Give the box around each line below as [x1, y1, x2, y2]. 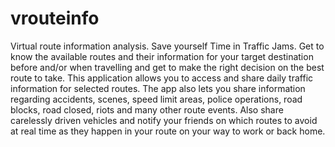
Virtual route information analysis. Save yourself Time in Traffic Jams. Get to [10, 40, 325, 52]
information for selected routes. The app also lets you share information [10, 82, 306, 94]
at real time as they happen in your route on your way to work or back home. [10, 125, 326, 137]
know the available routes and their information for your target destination [10, 50, 314, 62]
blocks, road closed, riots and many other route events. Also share [10, 103, 284, 116]
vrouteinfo [10, 7, 100, 30]
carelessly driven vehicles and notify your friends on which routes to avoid [10, 114, 318, 126]
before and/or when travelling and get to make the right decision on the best [10, 61, 325, 73]
